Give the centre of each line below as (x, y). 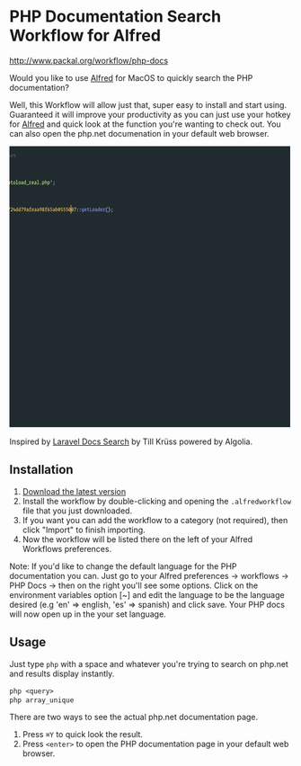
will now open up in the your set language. (88, 614)
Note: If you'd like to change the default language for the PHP (123, 566)
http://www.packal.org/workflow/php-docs (89, 60)
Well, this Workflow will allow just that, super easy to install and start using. (148, 104)
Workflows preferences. (67, 548)
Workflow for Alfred (85, 36)
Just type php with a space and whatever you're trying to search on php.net (149, 664)
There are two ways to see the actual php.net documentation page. (134, 717)
